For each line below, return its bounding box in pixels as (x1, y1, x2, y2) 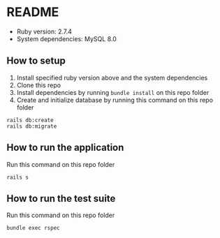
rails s (6, 174, 29, 181)
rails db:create (6, 117, 54, 124)
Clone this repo (16, 81, 61, 89)
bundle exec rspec (6, 225, 60, 232)
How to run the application (6, 142, 124, 154)
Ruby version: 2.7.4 (16, 27, 73, 36)
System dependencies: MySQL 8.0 (16, 34, 117, 43)
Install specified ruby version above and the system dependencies (16, 73, 208, 82)
